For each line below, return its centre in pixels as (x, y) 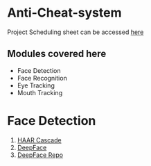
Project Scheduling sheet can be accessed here (75, 32)
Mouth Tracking (40, 92)
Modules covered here (57, 54)
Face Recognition (42, 78)
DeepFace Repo (40, 155)
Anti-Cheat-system (64, 13)
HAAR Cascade (39, 140)
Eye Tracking (36, 85)
